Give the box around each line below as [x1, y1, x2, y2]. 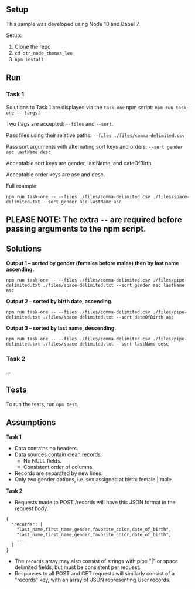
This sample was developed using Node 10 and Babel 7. [6, 20, 141, 27]
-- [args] [16, 110, 41, 116]
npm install [14, 56, 44, 62]
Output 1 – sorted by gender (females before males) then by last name [6, 259, 179, 266]
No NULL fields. [23, 457, 62, 464]
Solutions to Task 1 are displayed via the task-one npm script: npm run [6, 103, 174, 111]
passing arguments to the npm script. [6, 223, 146, 234]
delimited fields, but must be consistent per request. [14, 564, 141, 571]
